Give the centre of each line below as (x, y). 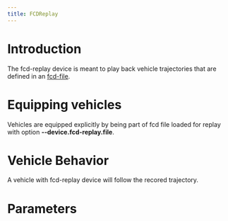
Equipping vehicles (65, 104)
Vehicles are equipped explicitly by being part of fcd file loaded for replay (114, 124)
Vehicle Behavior (58, 160)
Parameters (42, 209)
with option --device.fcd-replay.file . (61, 132)
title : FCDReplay (33, 14)
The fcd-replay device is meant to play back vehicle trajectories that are (112, 69)
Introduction (44, 49)
